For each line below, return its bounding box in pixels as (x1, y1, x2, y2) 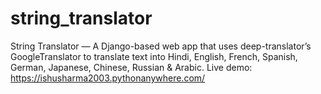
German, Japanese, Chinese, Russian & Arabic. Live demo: (10, 61, 253, 73)
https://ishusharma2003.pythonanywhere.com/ (10, 72, 206, 84)
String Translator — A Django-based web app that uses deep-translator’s (10, 40, 312, 52)
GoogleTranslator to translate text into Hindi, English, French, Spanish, (10, 50, 298, 62)
